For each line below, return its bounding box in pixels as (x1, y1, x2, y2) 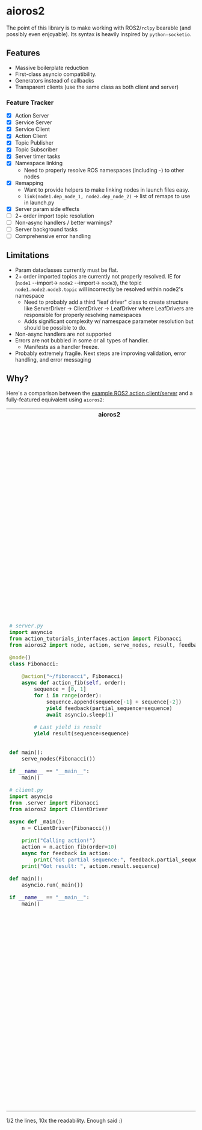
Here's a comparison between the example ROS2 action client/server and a (6, 389, 193, 397)
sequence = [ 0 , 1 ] (34, 686, 87, 692)
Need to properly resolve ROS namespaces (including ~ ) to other (23, 166, 185, 174)
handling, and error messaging (14, 356, 91, 363)
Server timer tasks (14, 152, 61, 160)
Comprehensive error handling (14, 232, 91, 239)
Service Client (14, 125, 50, 133)
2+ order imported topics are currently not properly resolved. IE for (14, 272, 182, 280)
